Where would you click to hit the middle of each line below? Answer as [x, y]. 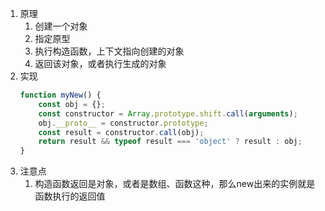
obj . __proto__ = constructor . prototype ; [123, 123]
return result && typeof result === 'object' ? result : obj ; [170, 142]
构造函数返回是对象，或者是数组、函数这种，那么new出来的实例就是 [175, 184]
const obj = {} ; [72, 104]
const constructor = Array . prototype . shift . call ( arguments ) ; [168, 113]
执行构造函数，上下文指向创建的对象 [109, 51]
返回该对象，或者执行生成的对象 [100, 63]
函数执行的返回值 [70, 196]
